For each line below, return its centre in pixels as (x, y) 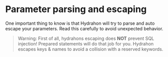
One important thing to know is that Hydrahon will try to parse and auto (80, 23)
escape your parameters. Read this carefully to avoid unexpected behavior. (84, 28)
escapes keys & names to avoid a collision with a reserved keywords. (90, 49)
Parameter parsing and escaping (76, 9)
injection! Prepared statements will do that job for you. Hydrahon (86, 43)
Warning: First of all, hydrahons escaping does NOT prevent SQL (86, 38)
